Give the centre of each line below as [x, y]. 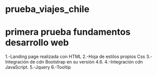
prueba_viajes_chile [47, 9]
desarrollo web [37, 43]
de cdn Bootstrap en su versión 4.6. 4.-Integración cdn [86, 62]
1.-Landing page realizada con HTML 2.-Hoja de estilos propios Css [75, 56]
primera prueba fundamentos [68, 32]
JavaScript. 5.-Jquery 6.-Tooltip [38, 67]
